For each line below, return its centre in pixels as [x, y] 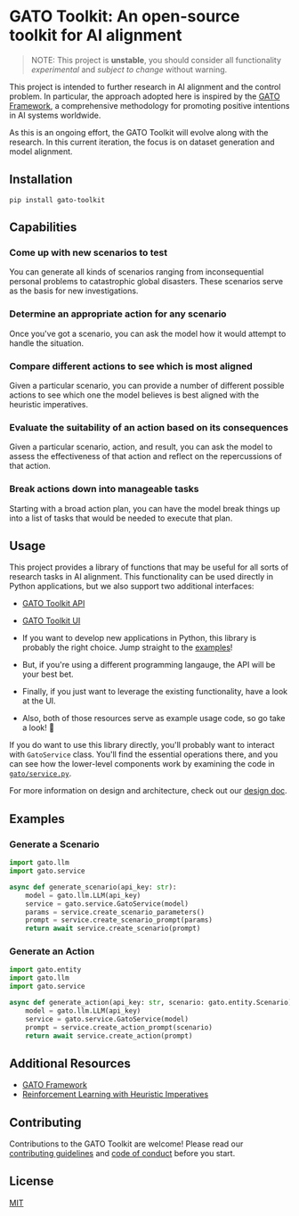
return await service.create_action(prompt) [109, 1036]
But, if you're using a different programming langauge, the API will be [149, 665]
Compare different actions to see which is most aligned [131, 366]
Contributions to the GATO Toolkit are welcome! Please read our [126, 1144]
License [32, 1182]
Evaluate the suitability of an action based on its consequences [149, 427]
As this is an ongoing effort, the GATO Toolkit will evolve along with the [139, 132]
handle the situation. [47, 343]
